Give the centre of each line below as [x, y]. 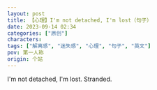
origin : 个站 [25, 59]
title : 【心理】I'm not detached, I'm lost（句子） [80, 20]
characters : [24, 40]
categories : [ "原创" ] [38, 33]
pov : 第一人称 [25, 53]
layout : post [26, 14]
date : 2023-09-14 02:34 [42, 27]
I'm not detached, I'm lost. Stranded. [60, 79]
